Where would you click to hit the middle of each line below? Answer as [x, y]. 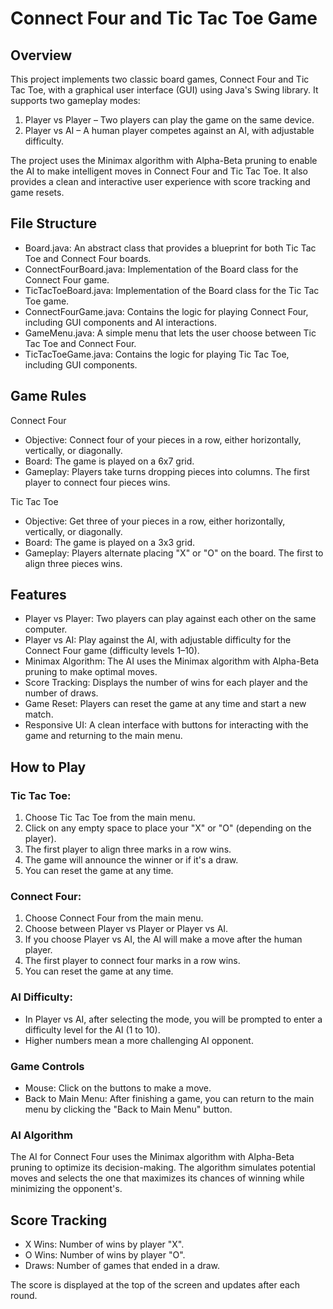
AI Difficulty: [41, 997]
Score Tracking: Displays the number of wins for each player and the [166, 683]
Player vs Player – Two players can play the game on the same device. [169, 120]
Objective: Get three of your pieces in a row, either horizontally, [155, 521]
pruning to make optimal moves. [91, 672]
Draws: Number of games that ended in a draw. [122, 1266]
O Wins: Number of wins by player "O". [105, 1255]
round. [24, 1296]
